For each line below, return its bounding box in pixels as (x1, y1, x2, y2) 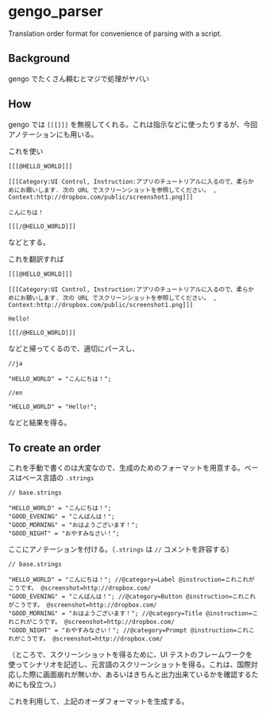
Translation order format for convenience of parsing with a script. (8, 29, 222, 38)
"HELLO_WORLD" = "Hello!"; (8, 402, 98, 411)
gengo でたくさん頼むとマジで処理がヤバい (8, 74, 149, 83)
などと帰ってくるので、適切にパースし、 (8, 343, 140, 353)
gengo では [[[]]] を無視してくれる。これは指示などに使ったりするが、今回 (8, 119, 258, 129)
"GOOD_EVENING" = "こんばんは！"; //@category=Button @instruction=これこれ (8, 593, 256, 601)
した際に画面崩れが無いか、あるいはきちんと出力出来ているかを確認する (14, 670, 252, 680)
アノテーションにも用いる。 (8, 130, 98, 139)
